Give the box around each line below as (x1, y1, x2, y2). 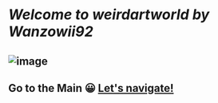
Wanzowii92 (8, 22, 93, 41)
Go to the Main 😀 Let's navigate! (8, 81, 174, 95)
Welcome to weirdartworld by (8, 6, 210, 24)
